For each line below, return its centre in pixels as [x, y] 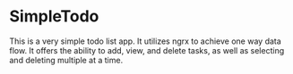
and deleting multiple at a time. [66, 60]
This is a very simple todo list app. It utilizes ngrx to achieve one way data [146, 41]
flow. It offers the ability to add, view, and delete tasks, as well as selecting [147, 50]
